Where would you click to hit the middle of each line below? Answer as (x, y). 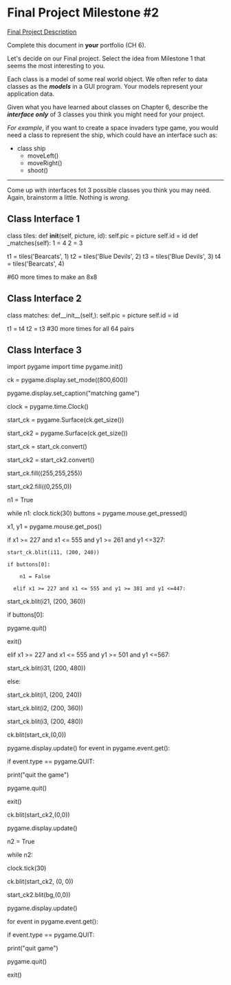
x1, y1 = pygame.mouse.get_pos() (55, 527)
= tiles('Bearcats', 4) (36, 264)
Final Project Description (42, 32)
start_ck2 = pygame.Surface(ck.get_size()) (68, 433)
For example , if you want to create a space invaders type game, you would (113, 127)
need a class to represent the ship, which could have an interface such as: (112, 135)
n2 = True (21, 842)
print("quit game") (33, 949)
